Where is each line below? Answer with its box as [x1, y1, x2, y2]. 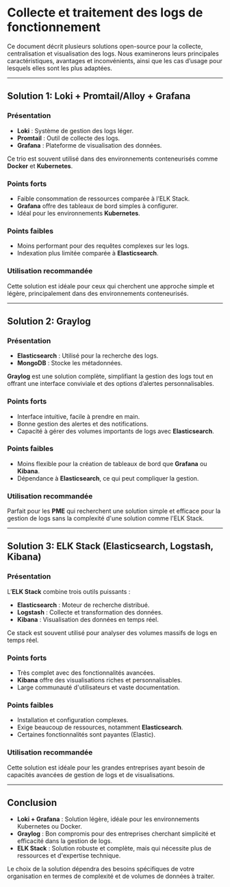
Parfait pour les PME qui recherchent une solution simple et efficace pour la [7, 507, 221, 516]
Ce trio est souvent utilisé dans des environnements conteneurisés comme [7, 154, 218, 163]
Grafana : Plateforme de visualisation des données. [16, 141, 162, 149]
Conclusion [7, 797, 57, 809]
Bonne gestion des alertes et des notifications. [16, 419, 149, 428]
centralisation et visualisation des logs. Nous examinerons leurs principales [7, 49, 219, 58]
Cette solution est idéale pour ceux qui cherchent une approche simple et [7, 281, 214, 290]
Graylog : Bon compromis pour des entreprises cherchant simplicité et [16, 829, 216, 838]
